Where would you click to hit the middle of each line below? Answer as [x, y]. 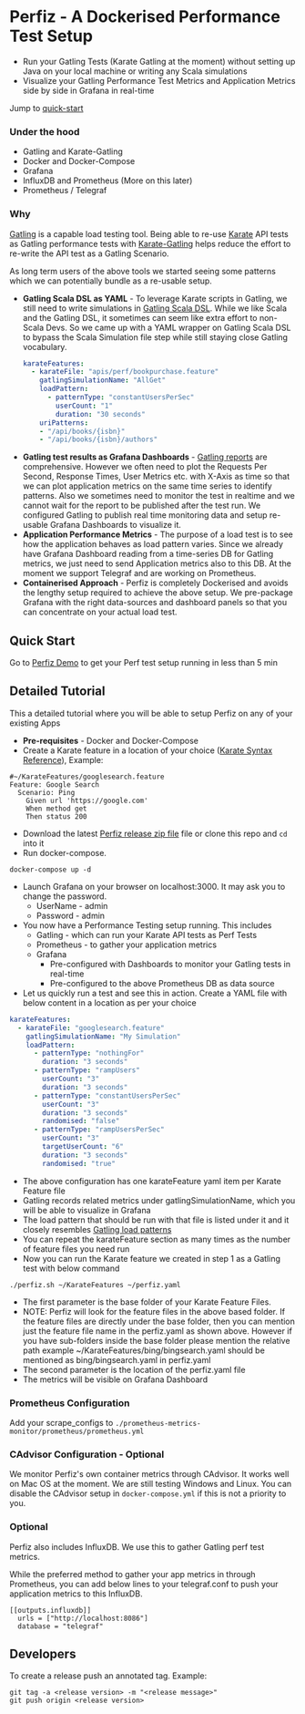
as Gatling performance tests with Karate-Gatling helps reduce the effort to [150, 243]
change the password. [65, 896]
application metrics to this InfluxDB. [76, 1594]
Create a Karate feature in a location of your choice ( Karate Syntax [147, 750]
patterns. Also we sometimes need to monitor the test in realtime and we [159, 496]
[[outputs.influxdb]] [51, 1610]
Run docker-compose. [65, 852]
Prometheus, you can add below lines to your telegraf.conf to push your [144, 1584]
